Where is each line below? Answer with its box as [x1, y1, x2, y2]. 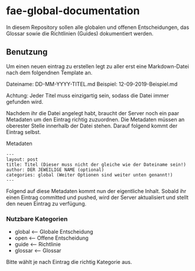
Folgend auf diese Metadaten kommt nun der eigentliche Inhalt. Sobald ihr [6, 187, 187, 194]
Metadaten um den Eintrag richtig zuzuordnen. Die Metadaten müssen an [6, 116, 185, 123]
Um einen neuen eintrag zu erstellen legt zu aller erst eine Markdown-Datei [6, 63, 189, 70]
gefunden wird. [6, 98, 43, 105]
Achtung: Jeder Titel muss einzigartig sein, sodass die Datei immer [6, 92, 170, 99]
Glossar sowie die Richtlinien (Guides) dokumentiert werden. [6, 30, 154, 37]
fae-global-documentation [6, 4, 140, 18]
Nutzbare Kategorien [6, 214, 68, 223]
